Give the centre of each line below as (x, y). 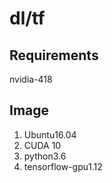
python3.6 (45, 156)
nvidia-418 (31, 79)
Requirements (54, 55)
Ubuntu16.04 (50, 134)
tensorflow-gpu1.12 (63, 166)
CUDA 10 (42, 145)
